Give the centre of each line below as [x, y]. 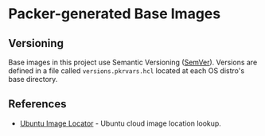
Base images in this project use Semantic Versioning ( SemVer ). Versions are [133, 62]
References [37, 104]
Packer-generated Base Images [115, 14]
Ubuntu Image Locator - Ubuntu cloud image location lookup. [120, 123]
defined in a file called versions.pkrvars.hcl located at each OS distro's [127, 71]
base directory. [33, 79]
